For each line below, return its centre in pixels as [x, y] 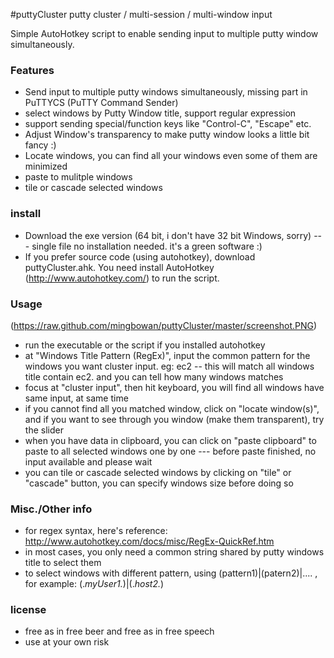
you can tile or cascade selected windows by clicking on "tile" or [158, 472]
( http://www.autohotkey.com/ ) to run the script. [122, 278]
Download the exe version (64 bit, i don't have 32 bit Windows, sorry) [168, 235]
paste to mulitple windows [78, 177]
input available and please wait [88, 461]
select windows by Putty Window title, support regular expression [160, 113]
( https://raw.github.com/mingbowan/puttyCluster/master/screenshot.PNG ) [164, 325]
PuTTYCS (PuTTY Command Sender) [101, 103]
